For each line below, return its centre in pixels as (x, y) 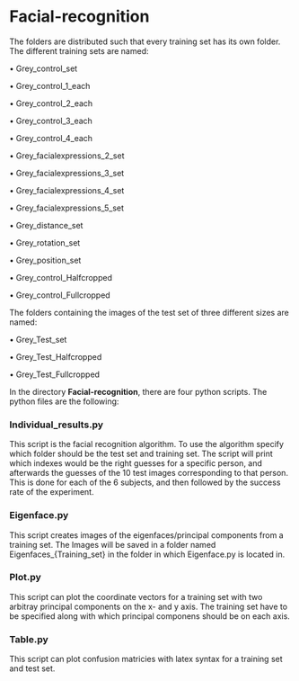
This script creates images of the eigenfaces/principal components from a (147, 535)
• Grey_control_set (44, 68)
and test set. (32, 668)
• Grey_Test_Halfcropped (56, 356)
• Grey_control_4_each (51, 138)
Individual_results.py (57, 425)
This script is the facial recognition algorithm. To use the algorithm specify (147, 444)
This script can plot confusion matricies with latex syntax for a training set (146, 659)
